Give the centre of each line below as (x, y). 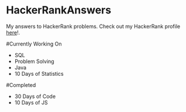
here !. (13, 32)
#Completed (21, 85)
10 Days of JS (31, 102)
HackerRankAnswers (59, 10)
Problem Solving (34, 61)
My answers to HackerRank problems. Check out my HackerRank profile (93, 26)
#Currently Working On (34, 44)
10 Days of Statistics (39, 73)
